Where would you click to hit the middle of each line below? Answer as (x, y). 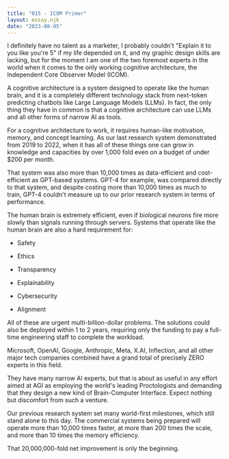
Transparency (37, 270)
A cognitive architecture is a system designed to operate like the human (108, 88)
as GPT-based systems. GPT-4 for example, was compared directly (127, 180)
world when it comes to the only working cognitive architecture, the (102, 67)
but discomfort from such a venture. (58, 400)
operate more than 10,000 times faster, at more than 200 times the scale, (110, 428)
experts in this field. (35, 365)
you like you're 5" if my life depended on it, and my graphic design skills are (114, 53)
